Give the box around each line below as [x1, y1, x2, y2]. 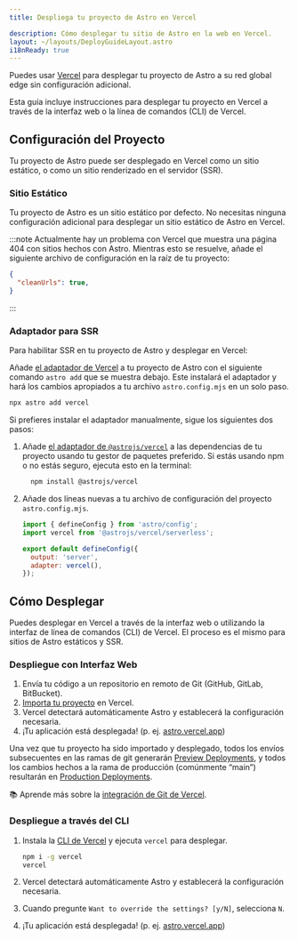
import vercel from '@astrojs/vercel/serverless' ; [21, 528, 214, 537]
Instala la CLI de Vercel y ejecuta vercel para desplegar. [21, 835, 229, 846]
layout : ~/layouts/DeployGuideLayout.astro [9, 37, 173, 46]
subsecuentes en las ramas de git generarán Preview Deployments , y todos [9, 752, 286, 763]
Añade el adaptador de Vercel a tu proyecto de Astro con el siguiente [9, 362, 262, 374]
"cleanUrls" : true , [17, 278, 90, 287]
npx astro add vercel [9, 398, 90, 407]
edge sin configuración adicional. [9, 79, 132, 90]
